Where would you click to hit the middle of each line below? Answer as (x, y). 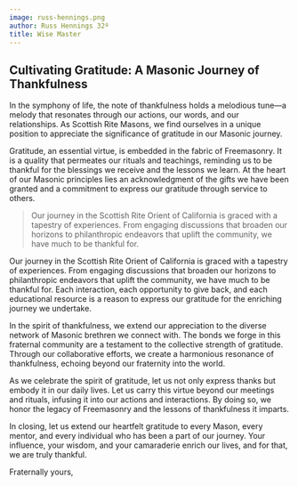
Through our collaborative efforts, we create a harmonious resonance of (141, 354)
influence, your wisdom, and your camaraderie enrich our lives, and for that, (149, 445)
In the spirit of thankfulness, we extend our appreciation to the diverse (138, 326)
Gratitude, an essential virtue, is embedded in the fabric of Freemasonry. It (146, 151)
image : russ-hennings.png (57, 17)
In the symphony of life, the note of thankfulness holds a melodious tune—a (148, 105)
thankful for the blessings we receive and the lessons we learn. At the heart (148, 170)
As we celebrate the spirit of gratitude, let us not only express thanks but (142, 381)
